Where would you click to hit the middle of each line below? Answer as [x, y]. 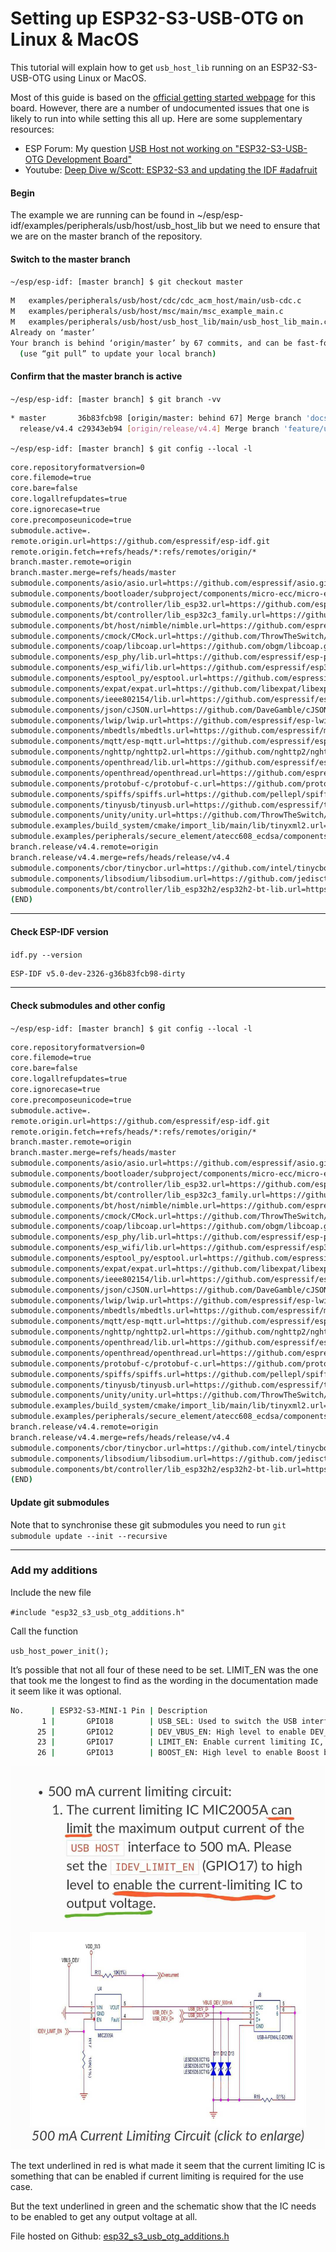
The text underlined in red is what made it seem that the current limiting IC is [168, 2166]
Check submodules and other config [88, 1005]
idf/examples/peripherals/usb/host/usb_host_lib [109, 226]
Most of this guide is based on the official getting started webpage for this [163, 97]
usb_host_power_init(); [60, 1651]
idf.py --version [46, 955]
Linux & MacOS [75, 39]
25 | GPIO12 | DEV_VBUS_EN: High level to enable [171, 1732]
